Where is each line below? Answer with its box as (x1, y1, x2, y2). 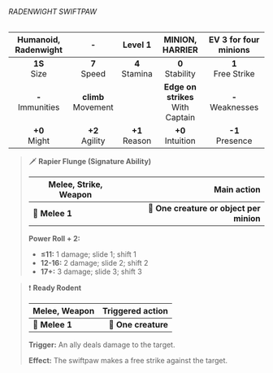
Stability (164, 68, 197, 80)
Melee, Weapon (32, 306, 95, 317)
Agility (80, 135, 106, 146)
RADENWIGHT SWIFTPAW (8, 7, 97, 16)
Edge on (163, 81, 197, 93)
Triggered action (102, 306, 169, 317)
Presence (215, 135, 253, 146)
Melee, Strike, (48, 179, 103, 190)
